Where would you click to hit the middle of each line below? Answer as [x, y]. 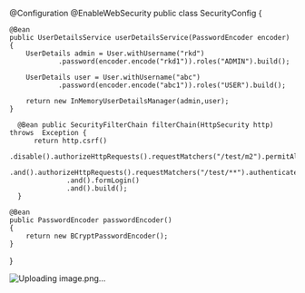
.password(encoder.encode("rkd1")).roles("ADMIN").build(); [174, 62]
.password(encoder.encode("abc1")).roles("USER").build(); [172, 85]
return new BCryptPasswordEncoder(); [97, 236]
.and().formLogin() [103, 181]
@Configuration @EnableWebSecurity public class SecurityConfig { [136, 13]
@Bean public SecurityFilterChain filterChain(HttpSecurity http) [146, 125]
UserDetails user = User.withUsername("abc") [113, 77]
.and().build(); [97, 189]
